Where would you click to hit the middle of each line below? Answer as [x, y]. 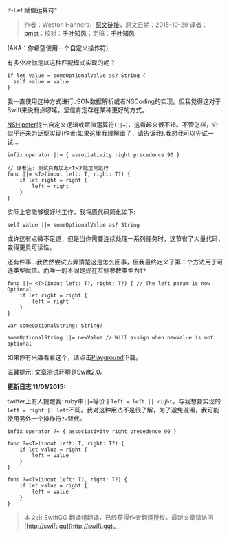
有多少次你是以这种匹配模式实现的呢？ [61, 63]
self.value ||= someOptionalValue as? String [73, 225]
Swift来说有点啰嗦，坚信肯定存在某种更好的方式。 [78, 110]
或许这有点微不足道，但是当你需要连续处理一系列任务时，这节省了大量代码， [116, 239]
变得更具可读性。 [31, 247]
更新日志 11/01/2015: [36, 387]
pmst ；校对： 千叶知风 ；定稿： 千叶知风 [79, 33]
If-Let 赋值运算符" [32, 10]
